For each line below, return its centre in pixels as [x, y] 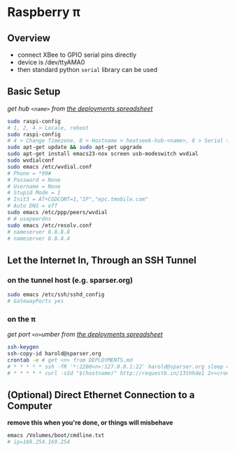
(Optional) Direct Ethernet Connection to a [101, 395]
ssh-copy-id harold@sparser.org [54, 354]
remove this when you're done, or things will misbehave [90, 423]
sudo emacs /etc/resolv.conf [50, 225]
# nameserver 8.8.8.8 [39, 232]
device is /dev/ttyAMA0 [51, 62]
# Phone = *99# [29, 173]
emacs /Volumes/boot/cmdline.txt [56, 436]
